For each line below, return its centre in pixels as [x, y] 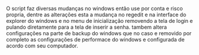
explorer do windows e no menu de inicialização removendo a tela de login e [99, 21]
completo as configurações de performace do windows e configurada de [95, 39]
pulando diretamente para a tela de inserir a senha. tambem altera [86, 27]
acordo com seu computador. [42, 46]
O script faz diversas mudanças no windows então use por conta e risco [94, 8]
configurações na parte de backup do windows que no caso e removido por [99, 33]
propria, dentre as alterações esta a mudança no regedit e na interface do [96, 15]
